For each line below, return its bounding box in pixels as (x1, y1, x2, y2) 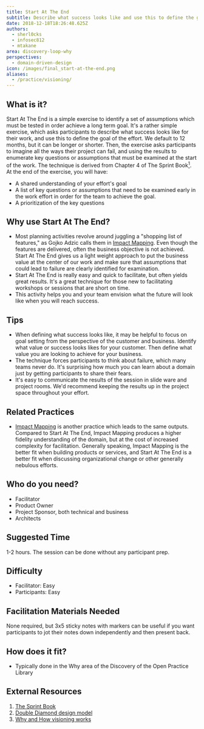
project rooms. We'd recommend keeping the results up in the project (15, 383, 189, 390)
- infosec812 (12, 37, 45, 43)
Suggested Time (6, 532, 70, 542)
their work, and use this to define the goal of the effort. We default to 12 (6, 134, 185, 142)
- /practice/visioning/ (12, 77, 72, 83)
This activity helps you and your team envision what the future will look (15, 291, 193, 298)
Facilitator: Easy (15, 582, 55, 589)
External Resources (6, 686, 82, 697)
